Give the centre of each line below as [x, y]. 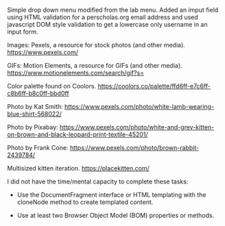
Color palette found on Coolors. [52, 86]
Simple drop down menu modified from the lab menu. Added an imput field [113, 10]
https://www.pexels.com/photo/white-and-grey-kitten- [137, 127]
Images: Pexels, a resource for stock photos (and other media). [96, 45]
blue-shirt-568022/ [34, 114]
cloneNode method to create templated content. [85, 202]
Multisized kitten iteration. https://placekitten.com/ [78, 168]
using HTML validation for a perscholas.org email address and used [103, 17]
